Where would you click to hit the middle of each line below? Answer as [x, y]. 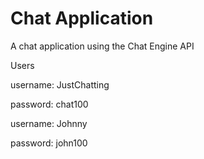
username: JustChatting [60, 84]
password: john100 [49, 143]
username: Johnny [49, 123]
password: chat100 [49, 104]
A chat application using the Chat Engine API [102, 46]
